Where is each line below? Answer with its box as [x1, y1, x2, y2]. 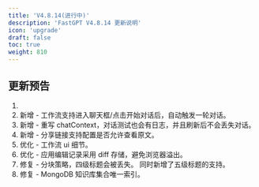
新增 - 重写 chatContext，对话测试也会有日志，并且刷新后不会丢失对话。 [19, 120, 256, 129]
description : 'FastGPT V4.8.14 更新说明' [8, 19, 142, 27]
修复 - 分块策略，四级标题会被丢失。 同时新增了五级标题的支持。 [19, 159, 231, 169]
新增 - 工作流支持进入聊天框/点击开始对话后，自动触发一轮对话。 [19, 110, 231, 119]
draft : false [8, 33, 51, 42]
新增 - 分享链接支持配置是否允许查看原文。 [19, 129, 160, 139]
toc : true [8, 41, 41, 49]
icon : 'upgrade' [8, 26, 62, 34]
